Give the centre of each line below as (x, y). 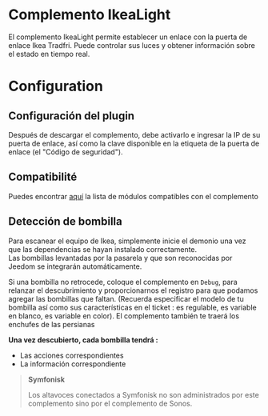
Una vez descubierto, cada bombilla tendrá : (83, 340)
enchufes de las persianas (52, 324)
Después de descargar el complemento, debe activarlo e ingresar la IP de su (134, 134)
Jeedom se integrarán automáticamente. (75, 266)
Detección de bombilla (65, 222)
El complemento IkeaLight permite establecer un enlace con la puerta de (128, 37)
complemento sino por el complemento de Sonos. (110, 403)
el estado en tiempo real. (49, 54)
